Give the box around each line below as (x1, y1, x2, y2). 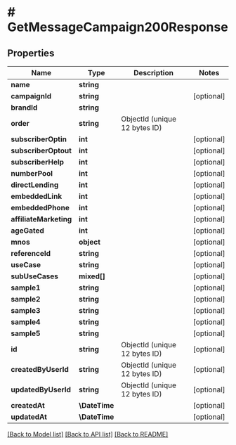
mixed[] (78, 271, 105, 281)
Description (133, 68, 174, 77)
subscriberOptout (11, 146, 72, 155)
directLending (11, 180, 59, 190)
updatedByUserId (11, 385, 72, 394)
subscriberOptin (11, 134, 67, 144)
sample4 (11, 317, 41, 327)
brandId (11, 103, 38, 112)
